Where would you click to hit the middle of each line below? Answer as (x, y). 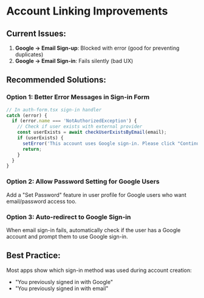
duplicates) (29, 55)
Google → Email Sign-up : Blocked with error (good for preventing (97, 48)
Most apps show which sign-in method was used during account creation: (99, 270)
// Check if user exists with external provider (80, 127)
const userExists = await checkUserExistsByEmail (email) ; (92, 132)
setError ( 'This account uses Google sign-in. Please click (98, 144)
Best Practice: (33, 256)
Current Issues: (36, 34)
